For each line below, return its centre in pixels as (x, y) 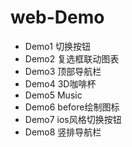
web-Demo (57, 17)
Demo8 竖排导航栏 (63, 132)
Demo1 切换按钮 (57, 46)
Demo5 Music (53, 95)
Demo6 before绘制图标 (72, 107)
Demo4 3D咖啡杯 (60, 83)
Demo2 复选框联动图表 (72, 58)
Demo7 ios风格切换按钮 (73, 119)
